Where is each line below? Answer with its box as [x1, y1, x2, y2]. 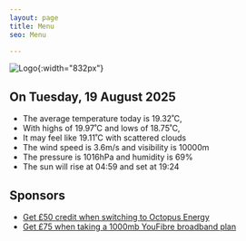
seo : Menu [9, 30, 47, 39]
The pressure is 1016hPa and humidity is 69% [22, 151, 193, 163]
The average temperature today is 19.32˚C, [22, 113, 183, 124]
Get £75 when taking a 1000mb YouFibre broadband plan [22, 221, 237, 232]
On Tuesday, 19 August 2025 [9, 89, 177, 104]
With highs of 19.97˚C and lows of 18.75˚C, [22, 123, 181, 134]
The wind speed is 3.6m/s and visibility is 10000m [22, 142, 210, 153]
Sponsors [9, 188, 65, 203]
